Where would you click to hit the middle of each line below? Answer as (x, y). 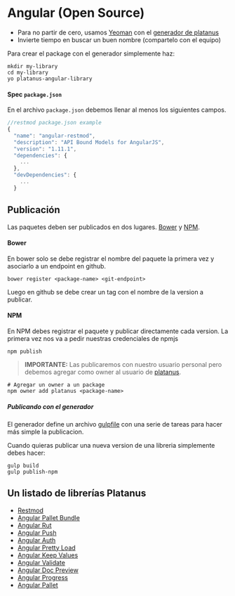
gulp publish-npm (33, 472)
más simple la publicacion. (46, 432)
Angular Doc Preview (48, 570)
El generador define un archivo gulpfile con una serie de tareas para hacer (115, 424)
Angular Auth (36, 540)
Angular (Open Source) (76, 13)
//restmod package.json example (54, 123)
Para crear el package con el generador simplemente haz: (91, 53)
